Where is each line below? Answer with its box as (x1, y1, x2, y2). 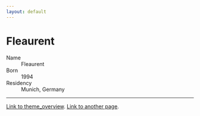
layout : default (6, 8, 46, 15)
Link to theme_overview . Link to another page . (6, 102, 119, 110)
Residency (6, 79, 32, 86)
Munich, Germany (21, 86, 65, 93)
